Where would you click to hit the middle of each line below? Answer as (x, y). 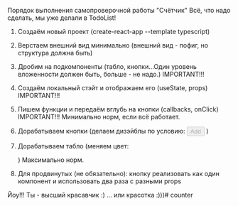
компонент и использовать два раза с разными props (99, 181)
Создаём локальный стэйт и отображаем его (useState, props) (113, 88)
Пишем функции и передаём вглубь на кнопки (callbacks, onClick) (118, 109)
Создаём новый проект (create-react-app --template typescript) (114, 32)
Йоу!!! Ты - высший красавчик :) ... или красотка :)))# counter (100, 195)
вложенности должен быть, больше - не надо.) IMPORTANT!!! (111, 74)
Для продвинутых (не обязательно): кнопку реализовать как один (119, 174)
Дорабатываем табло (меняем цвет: (73, 146)
